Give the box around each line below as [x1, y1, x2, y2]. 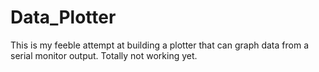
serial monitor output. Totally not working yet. [10, 49, 198, 61]
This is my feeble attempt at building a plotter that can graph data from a [10, 39, 309, 51]
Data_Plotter [10, 6, 117, 29]
